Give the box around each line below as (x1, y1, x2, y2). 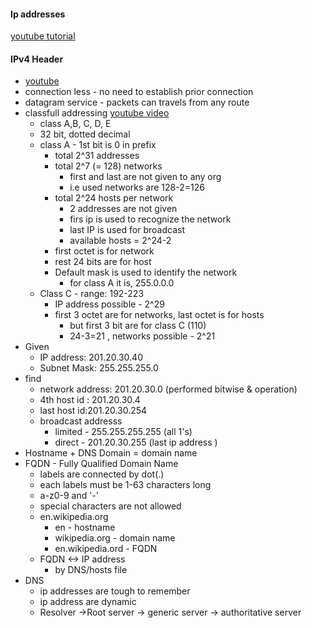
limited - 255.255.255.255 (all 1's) (54, 426, 193, 438)
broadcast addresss (39, 415, 123, 427)
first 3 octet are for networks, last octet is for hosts (54, 309, 265, 321)
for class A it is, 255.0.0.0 (69, 277, 175, 289)
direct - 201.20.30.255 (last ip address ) (54, 436, 218, 449)
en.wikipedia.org (39, 511, 109, 523)
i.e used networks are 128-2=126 (69, 181, 205, 194)
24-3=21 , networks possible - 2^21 (69, 330, 216, 342)
